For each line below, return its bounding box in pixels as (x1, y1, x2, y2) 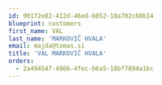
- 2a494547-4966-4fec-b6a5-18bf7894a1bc (15, 65, 154, 73)
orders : (8, 57, 35, 66)
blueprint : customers (8, 19, 82, 28)
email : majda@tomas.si (8, 42, 85, 50)
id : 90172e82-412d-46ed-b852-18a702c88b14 (8, 11, 154, 20)
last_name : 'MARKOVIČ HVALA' (8, 34, 107, 43)
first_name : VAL (8, 27, 63, 35)
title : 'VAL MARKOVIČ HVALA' (8, 49, 107, 57)
